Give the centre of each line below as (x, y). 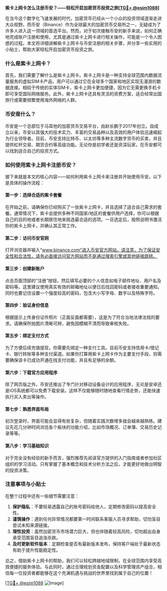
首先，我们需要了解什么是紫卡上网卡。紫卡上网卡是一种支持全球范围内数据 (81, 75)
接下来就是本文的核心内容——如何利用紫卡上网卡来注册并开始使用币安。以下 (83, 176)
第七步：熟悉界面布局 (27, 409)
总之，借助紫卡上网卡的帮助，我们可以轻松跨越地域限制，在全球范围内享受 (81, 560)
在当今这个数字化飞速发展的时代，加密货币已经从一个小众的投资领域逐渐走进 (83, 18)
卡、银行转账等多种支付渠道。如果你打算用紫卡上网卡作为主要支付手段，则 (81, 354)
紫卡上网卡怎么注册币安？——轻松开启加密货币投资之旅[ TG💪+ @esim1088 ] (83, 8)
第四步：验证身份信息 (27, 305)
